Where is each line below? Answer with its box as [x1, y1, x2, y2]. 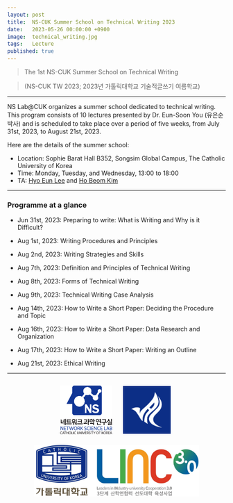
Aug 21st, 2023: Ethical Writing [17, 359, 105, 368]
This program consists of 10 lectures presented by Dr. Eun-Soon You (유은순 [7, 111, 224, 119]
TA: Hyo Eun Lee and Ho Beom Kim [17, 176, 119, 184]
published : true [7, 48, 54, 55]
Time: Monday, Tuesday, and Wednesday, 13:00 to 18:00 [17, 169, 179, 177]
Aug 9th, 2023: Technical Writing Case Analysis [17, 290, 154, 299]
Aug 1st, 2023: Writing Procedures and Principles [17, 237, 158, 245]
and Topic [17, 311, 46, 320]
